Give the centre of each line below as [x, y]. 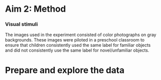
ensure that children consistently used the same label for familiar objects [78, 45]
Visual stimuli [21, 24]
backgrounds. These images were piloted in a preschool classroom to [75, 40]
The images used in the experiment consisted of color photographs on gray [81, 35]
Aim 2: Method [36, 9]
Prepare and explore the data [65, 70]
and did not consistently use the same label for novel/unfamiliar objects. [77, 50]
